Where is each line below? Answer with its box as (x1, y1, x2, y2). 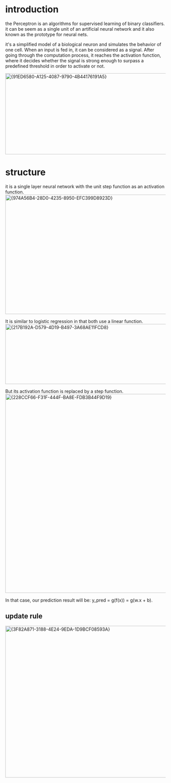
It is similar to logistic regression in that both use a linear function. (5, 318, 144, 324)
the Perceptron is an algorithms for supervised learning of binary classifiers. (5, 20, 165, 27)
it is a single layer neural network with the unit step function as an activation (5, 183, 164, 190)
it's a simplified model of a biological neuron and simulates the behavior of (5, 41, 161, 47)
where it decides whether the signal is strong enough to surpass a (5, 57, 144, 63)
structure (5, 167, 46, 178)
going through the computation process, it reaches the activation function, (5, 52, 161, 58)
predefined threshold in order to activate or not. (5, 63, 105, 69)
